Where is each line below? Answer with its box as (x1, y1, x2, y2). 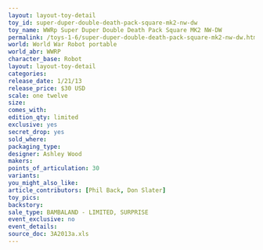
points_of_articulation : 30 (8, 165, 100, 172)
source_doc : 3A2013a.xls (8, 230, 89, 238)
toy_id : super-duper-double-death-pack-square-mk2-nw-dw (8, 19, 198, 27)
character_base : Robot (8, 56, 82, 63)
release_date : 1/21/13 (8, 77, 82, 85)
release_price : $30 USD (8, 84, 86, 92)
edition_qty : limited (8, 114, 79, 121)
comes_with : (8, 107, 47, 114)
